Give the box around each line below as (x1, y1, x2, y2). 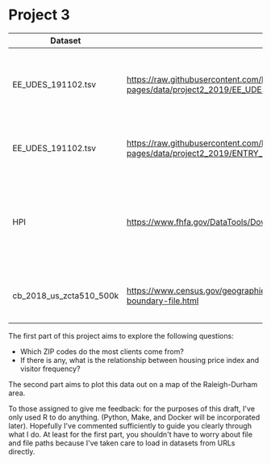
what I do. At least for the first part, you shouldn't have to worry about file (8, 429, 252, 439)
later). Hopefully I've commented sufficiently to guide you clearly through (8, 420, 252, 430)
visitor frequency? (19, 364, 81, 373)
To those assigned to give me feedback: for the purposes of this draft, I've (8, 403, 256, 413)
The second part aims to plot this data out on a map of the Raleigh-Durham (8, 379, 258, 389)
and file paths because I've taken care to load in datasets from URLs (8, 438, 236, 448)
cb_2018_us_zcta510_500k (12, 289, 119, 301)
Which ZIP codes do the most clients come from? (19, 346, 184, 356)
